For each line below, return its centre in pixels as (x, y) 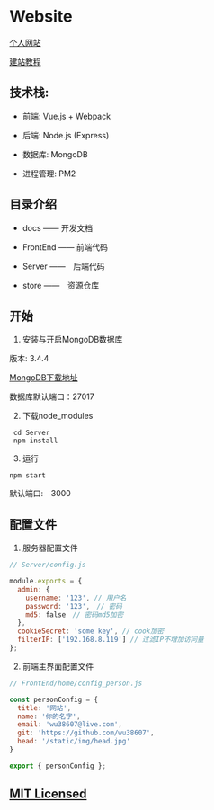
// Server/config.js (48, 565)
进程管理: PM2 (49, 174)
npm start (28, 476)
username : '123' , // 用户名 (76, 598)
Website (41, 17)
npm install (36, 441)
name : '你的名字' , (49, 717)
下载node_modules (58, 416)
